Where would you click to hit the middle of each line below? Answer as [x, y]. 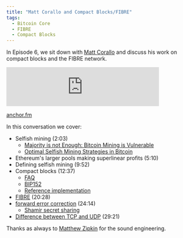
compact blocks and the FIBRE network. [57, 59]
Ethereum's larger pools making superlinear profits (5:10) [87, 158]
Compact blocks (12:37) [45, 171]
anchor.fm [19, 115]
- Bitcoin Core [31, 23]
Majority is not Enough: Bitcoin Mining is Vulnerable [89, 145]
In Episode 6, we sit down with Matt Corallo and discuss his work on [92, 52]
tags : [13, 18]
